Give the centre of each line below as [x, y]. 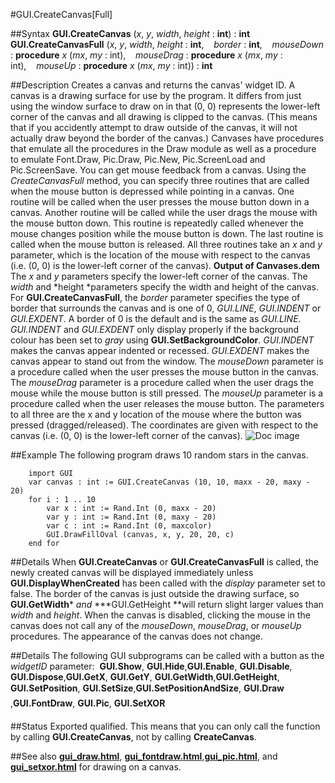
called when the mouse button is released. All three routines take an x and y [166, 244]
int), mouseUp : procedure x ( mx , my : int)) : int [111, 65]
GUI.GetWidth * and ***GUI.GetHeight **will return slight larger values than [167, 604]
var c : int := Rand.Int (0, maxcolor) [129, 526]
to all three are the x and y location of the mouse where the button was [156, 414]
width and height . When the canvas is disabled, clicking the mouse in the [160, 615]
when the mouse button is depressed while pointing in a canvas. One [152, 191]
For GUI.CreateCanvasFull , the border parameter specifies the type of [155, 297]
